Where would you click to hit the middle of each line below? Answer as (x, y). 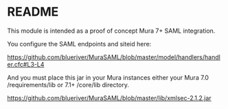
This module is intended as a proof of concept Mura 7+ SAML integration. (111, 31)
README (33, 12)
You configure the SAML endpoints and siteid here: (79, 44)
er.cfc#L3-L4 (26, 64)
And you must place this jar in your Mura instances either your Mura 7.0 (108, 77)
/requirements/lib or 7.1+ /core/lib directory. (68, 84)
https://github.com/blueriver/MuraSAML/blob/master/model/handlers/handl (114, 57)
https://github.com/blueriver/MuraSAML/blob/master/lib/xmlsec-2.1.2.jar (109, 98)
